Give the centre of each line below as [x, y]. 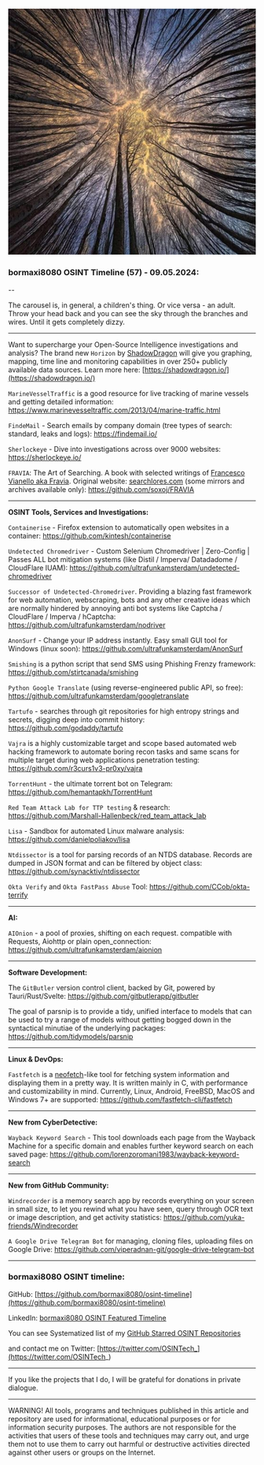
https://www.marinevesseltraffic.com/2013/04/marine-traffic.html [114, 410]
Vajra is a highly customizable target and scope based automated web [123, 743]
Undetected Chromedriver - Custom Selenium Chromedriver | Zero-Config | [129, 551]
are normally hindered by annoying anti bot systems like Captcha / [115, 608]
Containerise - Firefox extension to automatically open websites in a [119, 527]
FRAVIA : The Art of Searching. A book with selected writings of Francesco [126, 472]
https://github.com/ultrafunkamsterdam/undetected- [155, 568]
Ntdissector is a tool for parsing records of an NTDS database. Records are [130, 854]
